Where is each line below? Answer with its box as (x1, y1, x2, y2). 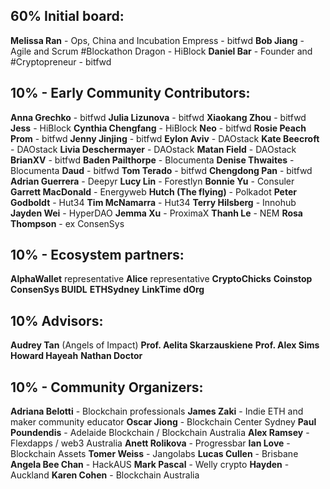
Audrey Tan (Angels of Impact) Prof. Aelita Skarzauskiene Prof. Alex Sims (10, 339, 320, 351)
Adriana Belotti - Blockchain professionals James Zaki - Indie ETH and (10, 405, 304, 418)
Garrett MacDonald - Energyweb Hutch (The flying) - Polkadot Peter (10, 185, 297, 198)
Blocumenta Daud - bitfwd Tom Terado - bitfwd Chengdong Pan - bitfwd (10, 164, 313, 176)
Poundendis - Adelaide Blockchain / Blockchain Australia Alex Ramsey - (10, 427, 310, 439)
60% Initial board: (10, 8, 125, 25)
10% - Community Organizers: (10, 379, 204, 396)
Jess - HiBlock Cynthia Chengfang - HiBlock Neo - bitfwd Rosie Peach (10, 122, 307, 134)
